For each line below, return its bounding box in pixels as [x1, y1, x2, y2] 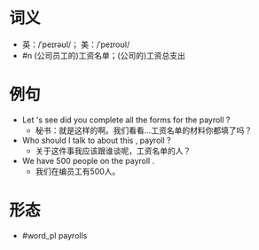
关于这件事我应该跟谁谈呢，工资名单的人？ [35, 145, 192, 156]
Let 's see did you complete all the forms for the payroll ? [21, 114, 231, 125]
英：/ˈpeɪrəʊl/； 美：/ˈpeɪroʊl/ [21, 39, 130, 50]
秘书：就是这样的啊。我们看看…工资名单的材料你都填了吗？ [35, 125, 253, 136]
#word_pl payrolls [21, 230, 88, 240]
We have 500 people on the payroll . [21, 155, 155, 166]
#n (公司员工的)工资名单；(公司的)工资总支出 [21, 50, 186, 60]
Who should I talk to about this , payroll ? [21, 135, 171, 145]
